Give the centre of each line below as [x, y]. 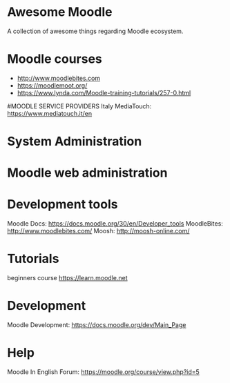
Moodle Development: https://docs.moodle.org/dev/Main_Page [97, 325]
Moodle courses [55, 59]
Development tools [63, 205]
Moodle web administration [87, 173]
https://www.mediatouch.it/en [50, 113]
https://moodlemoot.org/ [52, 85]
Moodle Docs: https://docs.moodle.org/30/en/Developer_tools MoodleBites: [115, 224]
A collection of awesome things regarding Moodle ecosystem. [95, 31]
